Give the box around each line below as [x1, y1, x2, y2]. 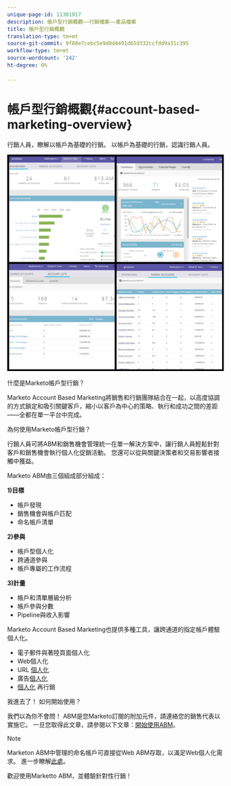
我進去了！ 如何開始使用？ [7, 697, 81, 706]
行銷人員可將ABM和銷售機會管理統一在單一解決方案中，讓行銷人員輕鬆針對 [7, 440, 220, 448]
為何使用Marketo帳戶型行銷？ [7, 425, 91, 433]
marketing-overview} [7, 117, 133, 132]
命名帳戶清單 [16, 517, 54, 526]
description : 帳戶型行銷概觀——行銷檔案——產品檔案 [7, 18, 137, 25]
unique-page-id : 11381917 [7, 11, 81, 18]
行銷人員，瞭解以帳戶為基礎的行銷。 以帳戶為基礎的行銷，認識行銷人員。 [7, 140, 214, 148]
